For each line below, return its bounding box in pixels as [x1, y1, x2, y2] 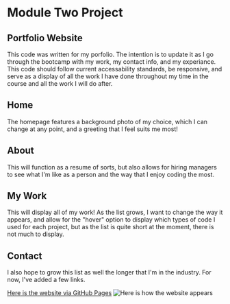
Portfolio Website [7, 32, 84, 44]
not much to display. [7, 230, 64, 238]
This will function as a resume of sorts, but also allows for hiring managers [7, 163, 217, 171]
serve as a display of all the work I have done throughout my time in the [7, 72, 209, 80]
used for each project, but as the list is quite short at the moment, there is [7, 223, 214, 231]
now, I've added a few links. [7, 276, 86, 284]
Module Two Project [7, 5, 123, 21]
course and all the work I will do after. [7, 80, 113, 87]
